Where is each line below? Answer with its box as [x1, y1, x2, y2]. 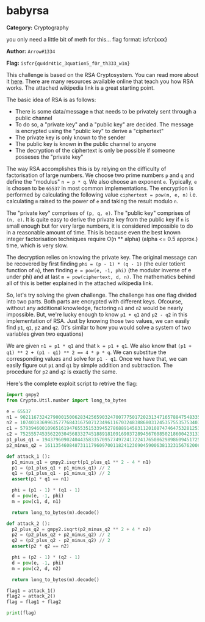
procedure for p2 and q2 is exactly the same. [6, 367, 118, 375]
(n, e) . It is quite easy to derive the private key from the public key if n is [6, 215, 190, 223]
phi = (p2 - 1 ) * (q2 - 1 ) [12, 554, 81, 560]
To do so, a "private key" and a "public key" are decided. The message [15, 120, 194, 128]
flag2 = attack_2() [6, 593, 56, 599]
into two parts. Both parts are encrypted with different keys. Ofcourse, [6, 297, 183, 305]
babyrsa [6, 4, 49, 18]
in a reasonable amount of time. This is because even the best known [6, 228, 181, 236]
